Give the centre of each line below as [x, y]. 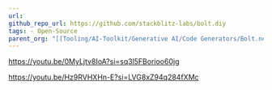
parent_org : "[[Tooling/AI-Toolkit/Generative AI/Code [103, 39]
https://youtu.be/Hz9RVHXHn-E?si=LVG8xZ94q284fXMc [104, 77]
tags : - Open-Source [43, 31]
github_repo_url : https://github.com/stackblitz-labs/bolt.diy [117, 24]
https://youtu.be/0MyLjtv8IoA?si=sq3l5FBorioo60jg [94, 62]
